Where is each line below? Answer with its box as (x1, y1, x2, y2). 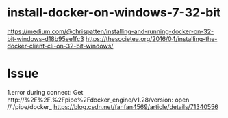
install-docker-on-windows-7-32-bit (7, 5, 221, 20)
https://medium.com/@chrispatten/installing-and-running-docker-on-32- (7, 27, 214, 35)
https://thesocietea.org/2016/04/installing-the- (85, 34, 218, 42)
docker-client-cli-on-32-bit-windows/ (7, 42, 114, 50)
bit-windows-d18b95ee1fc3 (7, 34, 84, 42)
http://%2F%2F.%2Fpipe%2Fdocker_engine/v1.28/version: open (7, 95, 190, 104)
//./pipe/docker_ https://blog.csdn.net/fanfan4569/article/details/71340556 (7, 102, 219, 110)
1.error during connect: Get (7, 88, 84, 96)
